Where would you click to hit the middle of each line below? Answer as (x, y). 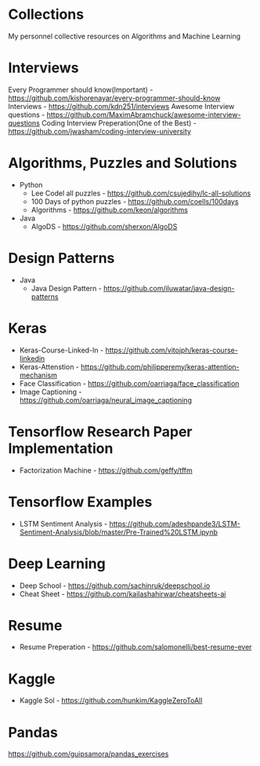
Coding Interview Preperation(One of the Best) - (119, 122)
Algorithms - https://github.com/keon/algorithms (109, 210)
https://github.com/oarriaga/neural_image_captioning (105, 400)
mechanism (38, 375)
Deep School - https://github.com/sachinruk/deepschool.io (115, 585)
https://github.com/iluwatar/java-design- (169, 288)
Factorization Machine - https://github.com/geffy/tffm (106, 470)
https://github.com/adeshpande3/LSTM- (175, 523)
